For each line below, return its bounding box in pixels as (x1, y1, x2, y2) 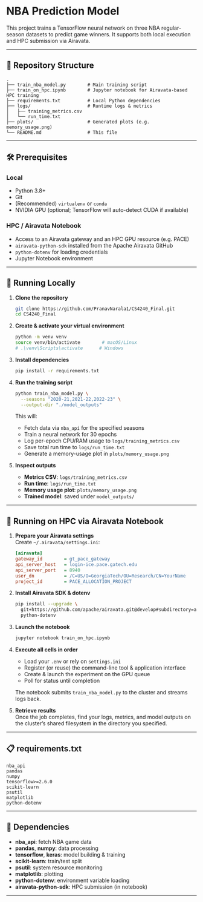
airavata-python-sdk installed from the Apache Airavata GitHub (14, 242, 173, 249)
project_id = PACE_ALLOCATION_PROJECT (14, 578, 132, 585)
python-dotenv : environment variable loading (14, 877, 130, 884)
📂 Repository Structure (6, 61, 94, 71)
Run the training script (14, 378, 72, 386)
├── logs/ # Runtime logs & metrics (6, 103, 153, 109)
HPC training (6, 92, 39, 98)
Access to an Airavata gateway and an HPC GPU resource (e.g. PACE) (14, 235, 189, 243)
